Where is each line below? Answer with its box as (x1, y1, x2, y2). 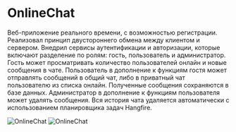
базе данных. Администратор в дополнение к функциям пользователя (7, 88, 221, 97)
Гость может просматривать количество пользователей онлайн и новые (7, 58, 228, 66)
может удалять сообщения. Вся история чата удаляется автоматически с (7, 95, 230, 104)
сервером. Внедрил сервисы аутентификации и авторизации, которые (7, 43, 221, 52)
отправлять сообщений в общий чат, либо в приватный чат (7, 73, 185, 82)
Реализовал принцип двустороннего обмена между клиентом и (7, 35, 200, 44)
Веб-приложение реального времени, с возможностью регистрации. (7, 28, 218, 37)
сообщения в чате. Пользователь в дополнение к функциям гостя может (7, 66, 228, 74)
